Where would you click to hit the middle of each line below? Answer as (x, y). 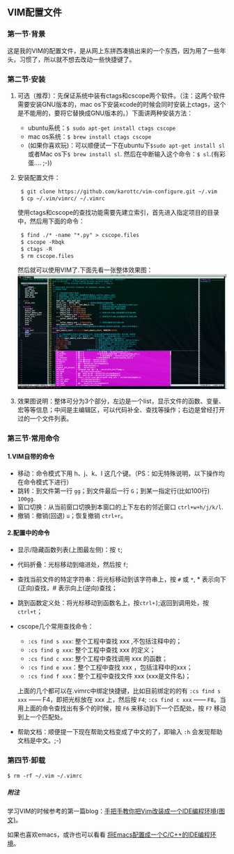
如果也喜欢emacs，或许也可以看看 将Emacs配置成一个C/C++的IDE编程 (109, 834)
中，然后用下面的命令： (51, 221)
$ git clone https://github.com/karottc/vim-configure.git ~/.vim (119, 191)
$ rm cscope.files (47, 256)
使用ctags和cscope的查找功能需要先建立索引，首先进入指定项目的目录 (118, 212)
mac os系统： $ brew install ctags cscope (89, 136)
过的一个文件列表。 (45, 419)
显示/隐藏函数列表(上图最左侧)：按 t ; (70, 549)
